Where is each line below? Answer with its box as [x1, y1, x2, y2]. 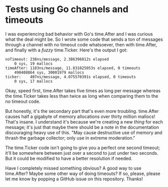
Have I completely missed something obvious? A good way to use [5, 165, 142, 171]
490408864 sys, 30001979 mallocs [14, 70, 85, 75]
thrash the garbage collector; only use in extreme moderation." [5, 135, 136, 141]
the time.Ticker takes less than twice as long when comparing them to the [5, 93, 158, 99]
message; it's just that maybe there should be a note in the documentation [5, 124, 159, 130]
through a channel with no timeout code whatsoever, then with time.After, [5, 41, 157, 47]
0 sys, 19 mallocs [14, 61, 53, 66]
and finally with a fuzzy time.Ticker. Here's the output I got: [5, 47, 128, 53]
